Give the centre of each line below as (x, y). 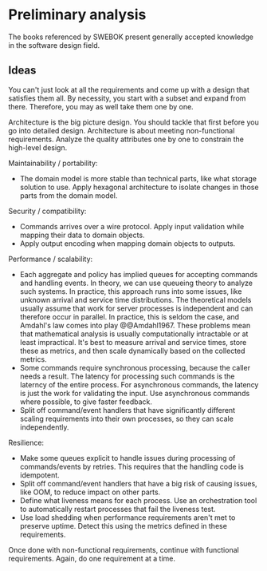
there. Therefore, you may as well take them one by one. (101, 106)
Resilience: (26, 442)
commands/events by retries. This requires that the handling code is (132, 466)
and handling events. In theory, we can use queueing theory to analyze (136, 283)
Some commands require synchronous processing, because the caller (135, 367)
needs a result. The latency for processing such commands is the (127, 376)
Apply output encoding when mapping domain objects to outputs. (128, 243)
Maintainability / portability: (53, 163)
